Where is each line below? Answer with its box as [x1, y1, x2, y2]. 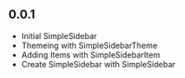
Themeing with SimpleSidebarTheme [21, 40, 158, 51]
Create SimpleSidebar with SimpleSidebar [21, 58, 176, 69]
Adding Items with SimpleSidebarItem [21, 49, 161, 60]
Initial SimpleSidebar [21, 30, 97, 41]
